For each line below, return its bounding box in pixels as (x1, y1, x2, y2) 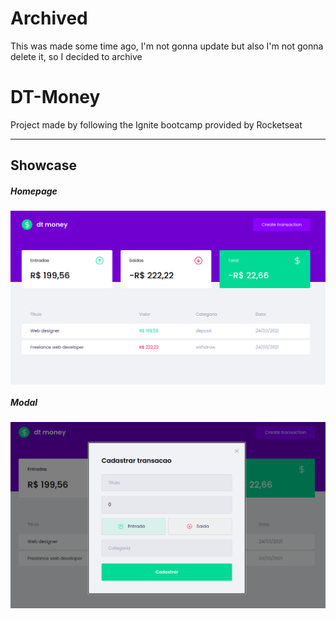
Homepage (10, 185, 58, 197)
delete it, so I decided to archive (10, 50, 143, 62)
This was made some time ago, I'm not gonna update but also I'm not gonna (10, 40, 324, 52)
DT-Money (10, 86, 101, 109)
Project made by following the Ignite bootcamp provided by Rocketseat (10, 118, 303, 131)
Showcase (10, 157, 78, 174)
